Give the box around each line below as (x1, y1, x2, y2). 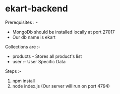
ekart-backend (5, 3, 68, 14)
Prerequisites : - (5, 19, 38, 25)
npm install (12, 78, 35, 84)
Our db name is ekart (12, 34, 56, 40)
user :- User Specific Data (12, 58, 66, 64)
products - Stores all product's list (12, 53, 82, 59)
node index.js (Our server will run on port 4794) (12, 83, 110, 89)
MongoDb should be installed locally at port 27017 (12, 29, 115, 35)
